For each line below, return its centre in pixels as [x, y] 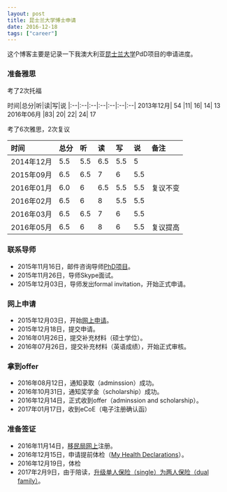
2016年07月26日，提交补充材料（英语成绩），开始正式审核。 [104, 346]
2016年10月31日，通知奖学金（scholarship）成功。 [90, 392]
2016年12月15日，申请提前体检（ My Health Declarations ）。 [102, 454]
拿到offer [23, 367]
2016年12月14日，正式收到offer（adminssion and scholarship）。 [110, 400]
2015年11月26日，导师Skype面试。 [67, 275]
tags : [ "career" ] [32, 33]
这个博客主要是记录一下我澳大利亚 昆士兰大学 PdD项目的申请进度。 [102, 54]
